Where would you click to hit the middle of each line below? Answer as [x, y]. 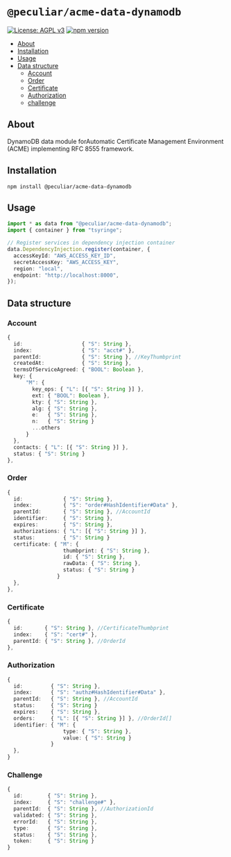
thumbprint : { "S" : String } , [106, 550]
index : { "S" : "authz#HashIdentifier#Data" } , [90, 693]
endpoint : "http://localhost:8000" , [66, 275]
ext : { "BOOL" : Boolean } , [71, 395]
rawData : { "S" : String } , [102, 564]
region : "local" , [38, 269]
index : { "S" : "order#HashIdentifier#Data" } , [96, 505]
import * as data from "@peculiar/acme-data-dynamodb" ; [89, 224]
